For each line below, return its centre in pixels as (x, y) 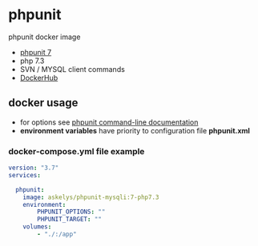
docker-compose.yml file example (77, 151)
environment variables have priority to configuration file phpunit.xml (135, 130)
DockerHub (39, 77)
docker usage (43, 103)
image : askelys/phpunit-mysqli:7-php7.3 (91, 197)
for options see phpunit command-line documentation (109, 122)
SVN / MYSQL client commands (73, 69)
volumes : (37, 227)
